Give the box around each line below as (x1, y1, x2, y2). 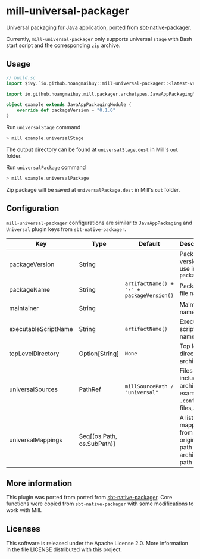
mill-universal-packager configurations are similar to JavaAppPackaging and (6, 219, 192, 226)
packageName (9, 285, 51, 293)
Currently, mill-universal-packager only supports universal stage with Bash (6, 35, 192, 42)
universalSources (9, 385, 58, 394)
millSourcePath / (124, 383, 174, 389)
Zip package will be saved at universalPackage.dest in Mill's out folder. (6, 186, 180, 193)
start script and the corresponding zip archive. (6, 42, 121, 49)
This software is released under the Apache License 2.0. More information (6, 540, 189, 547)
